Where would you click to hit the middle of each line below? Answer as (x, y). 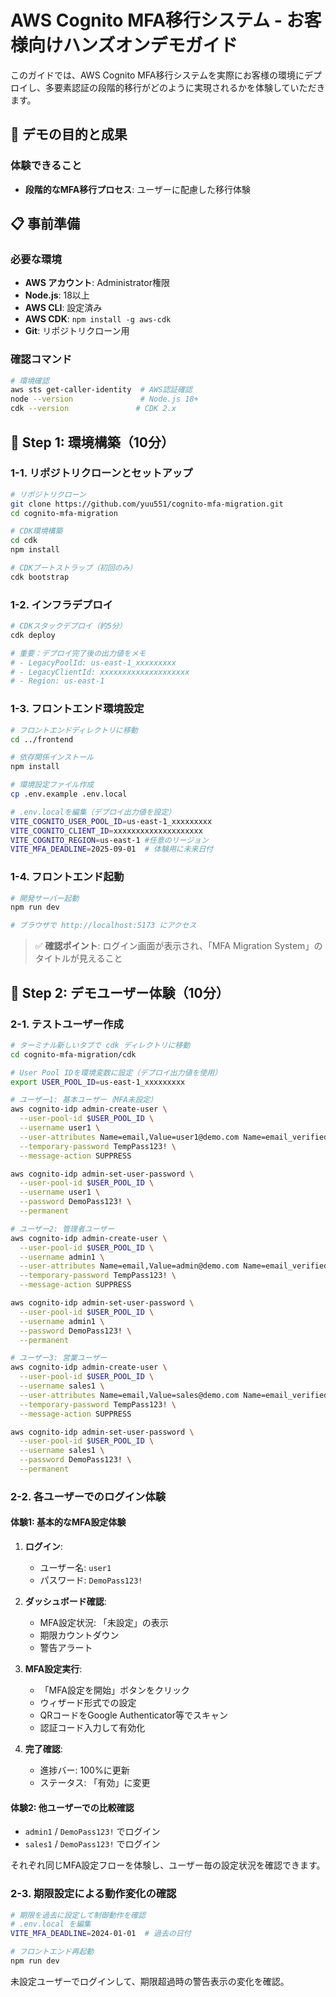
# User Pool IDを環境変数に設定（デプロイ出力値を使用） (116, 1072)
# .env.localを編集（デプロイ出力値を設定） (93, 812)
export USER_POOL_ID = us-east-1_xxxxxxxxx (98, 1082)
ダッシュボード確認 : (65, 1601)
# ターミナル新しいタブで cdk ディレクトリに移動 (100, 1045)
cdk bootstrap (40, 577)
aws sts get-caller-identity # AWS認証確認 (101, 390)
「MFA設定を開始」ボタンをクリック (114, 1690)
